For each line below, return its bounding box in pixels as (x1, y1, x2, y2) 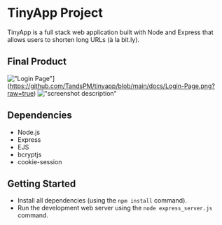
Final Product (7, 56, 67, 68)
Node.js (17, 128, 41, 136)
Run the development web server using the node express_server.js (17, 204, 213, 212)
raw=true (7, 89, 34, 97)
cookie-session (17, 157, 62, 166)
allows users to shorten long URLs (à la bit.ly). (7, 35, 140, 43)
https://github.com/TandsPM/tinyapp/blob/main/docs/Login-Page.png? (9, 82, 216, 90)
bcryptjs (17, 150, 42, 159)
